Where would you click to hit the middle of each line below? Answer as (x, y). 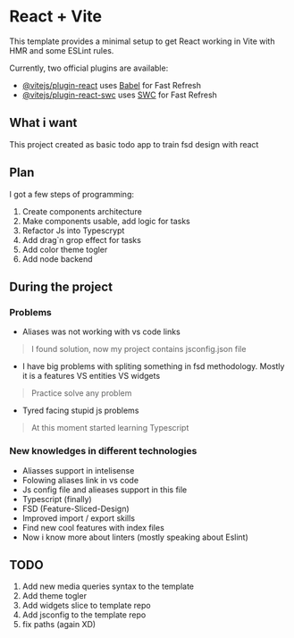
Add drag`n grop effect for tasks (81, 239)
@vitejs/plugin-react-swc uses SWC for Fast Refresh (119, 95)
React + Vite (56, 17)
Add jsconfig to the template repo (84, 615)
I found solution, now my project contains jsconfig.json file (139, 349)
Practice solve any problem (81, 393)
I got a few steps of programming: (72, 194)
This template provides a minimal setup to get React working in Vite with (142, 41)
